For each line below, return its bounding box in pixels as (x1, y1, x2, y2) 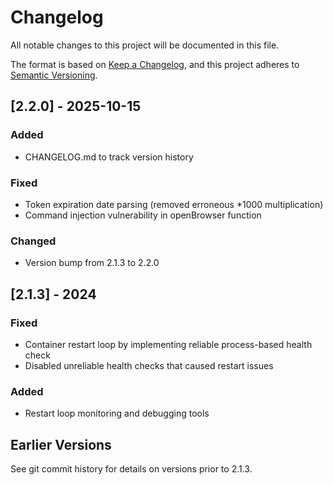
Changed (10, 234, 57, 248)
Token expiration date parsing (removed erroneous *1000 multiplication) (24, 198, 324, 210)
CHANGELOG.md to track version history (24, 151, 194, 163)
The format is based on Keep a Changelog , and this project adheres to (10, 58, 300, 70)
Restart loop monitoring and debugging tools (24, 407, 210, 420)
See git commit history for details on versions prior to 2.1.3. (10, 463, 253, 475)
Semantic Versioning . (10, 69, 98, 81)
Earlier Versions (10, 436, 112, 453)
